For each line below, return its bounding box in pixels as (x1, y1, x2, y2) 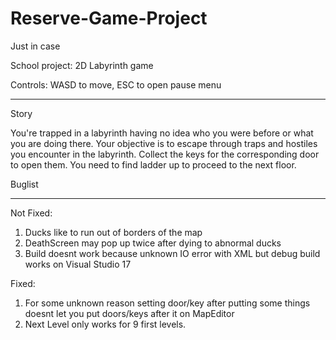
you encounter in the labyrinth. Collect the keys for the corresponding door (10, 148, 320, 160)
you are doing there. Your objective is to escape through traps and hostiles (10, 137, 318, 149)
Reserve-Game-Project (10, 7, 208, 30)
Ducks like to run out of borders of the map (24, 226, 203, 238)
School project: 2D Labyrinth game (10, 59, 154, 71)
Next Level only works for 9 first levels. (24, 318, 187, 330)
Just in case (10, 40, 61, 52)
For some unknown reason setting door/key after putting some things (24, 297, 311, 309)
